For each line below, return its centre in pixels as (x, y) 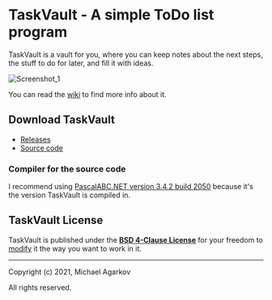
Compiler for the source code (67, 169)
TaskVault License (56, 220)
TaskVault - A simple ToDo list (111, 15)
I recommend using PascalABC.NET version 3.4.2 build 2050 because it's (131, 187)
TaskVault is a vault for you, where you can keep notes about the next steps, (136, 54)
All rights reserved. (40, 287)
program (38, 32)
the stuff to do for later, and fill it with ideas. (81, 63)
